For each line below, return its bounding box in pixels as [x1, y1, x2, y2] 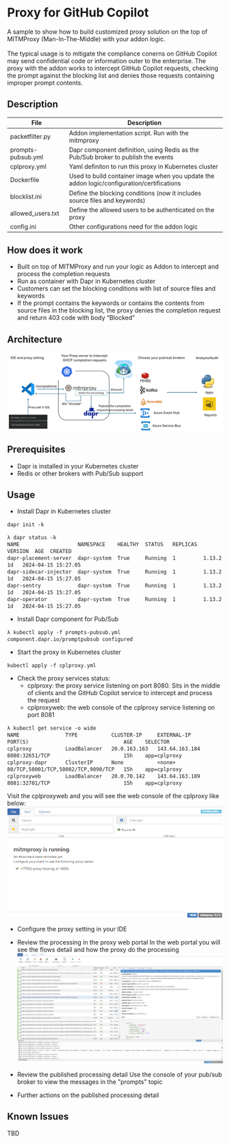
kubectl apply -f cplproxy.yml [7, 662, 97, 669]
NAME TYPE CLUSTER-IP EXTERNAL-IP [7, 732, 192, 739]
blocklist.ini [10, 192, 42, 201]
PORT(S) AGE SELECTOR [7, 738, 170, 746]
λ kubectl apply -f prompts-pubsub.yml [7, 629, 121, 636]
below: [7, 799, 26, 808]
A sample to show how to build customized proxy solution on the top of [7, 27, 207, 36]
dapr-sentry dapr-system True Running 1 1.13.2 [7, 582, 222, 589]
